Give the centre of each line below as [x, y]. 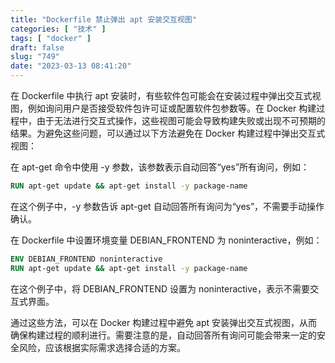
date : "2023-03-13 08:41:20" [71, 66]
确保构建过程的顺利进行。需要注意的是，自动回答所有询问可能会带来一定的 [163, 335]
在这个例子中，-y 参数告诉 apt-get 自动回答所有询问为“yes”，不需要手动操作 [167, 206]
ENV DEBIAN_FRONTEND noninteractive [86, 259]
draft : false [37, 47]
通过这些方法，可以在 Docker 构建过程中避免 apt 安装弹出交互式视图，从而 [164, 322]
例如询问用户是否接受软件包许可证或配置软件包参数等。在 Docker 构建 [172, 108]
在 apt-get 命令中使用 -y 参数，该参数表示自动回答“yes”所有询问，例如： [160, 167]
